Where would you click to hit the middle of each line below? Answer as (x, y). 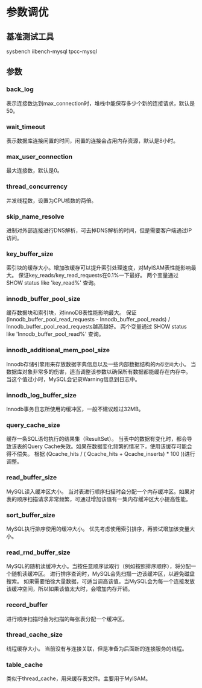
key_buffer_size (30, 254)
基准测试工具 (30, 36)
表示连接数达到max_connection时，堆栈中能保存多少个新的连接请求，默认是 (100, 103)
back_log (20, 89)
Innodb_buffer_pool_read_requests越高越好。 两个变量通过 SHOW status (96, 327)
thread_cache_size (35, 635)
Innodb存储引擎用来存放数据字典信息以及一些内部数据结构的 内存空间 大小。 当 (101, 364)
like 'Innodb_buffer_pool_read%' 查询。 (55, 334)
